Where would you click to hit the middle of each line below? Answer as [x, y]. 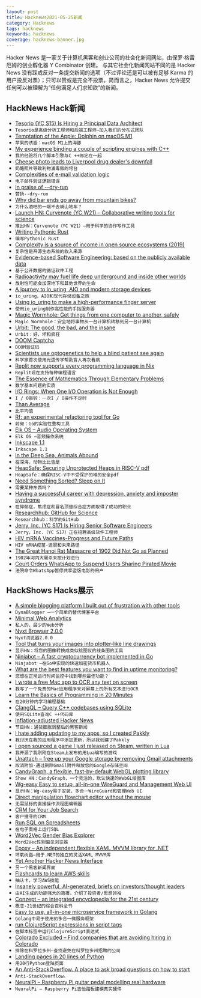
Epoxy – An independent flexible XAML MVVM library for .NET [92, 848]
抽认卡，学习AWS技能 [37, 880]
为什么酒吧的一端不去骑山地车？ [49, 207]
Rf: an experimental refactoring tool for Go [67, 417]
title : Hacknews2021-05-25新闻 [44, 17]
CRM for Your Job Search [46, 809]
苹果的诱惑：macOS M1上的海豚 [48, 143]
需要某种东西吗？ [33, 487]
